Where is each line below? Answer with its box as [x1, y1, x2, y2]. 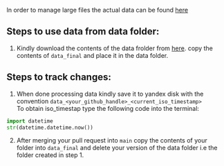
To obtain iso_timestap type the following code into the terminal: [16, 104, 200, 112]
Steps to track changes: [6, 72, 111, 83]
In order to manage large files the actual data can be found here [6, 6, 188, 14]
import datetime [6, 117, 53, 125]
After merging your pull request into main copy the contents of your [16, 136, 208, 145]
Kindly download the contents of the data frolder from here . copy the [16, 44, 214, 52]
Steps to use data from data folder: [6, 25, 160, 37]
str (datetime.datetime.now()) [6, 124, 94, 131]
